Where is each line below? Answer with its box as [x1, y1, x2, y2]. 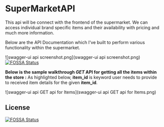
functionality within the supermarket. [5, 44, 80, 50]
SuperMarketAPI [5, 3, 75, 14]
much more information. [5, 30, 55, 36]
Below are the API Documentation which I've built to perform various [5, 39, 145, 45]
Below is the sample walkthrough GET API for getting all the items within [5, 69, 157, 75]
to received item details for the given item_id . [5, 80, 98, 85]
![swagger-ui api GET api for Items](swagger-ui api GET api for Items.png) [5, 89, 157, 95]
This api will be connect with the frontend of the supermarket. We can [5, 19, 148, 25]
